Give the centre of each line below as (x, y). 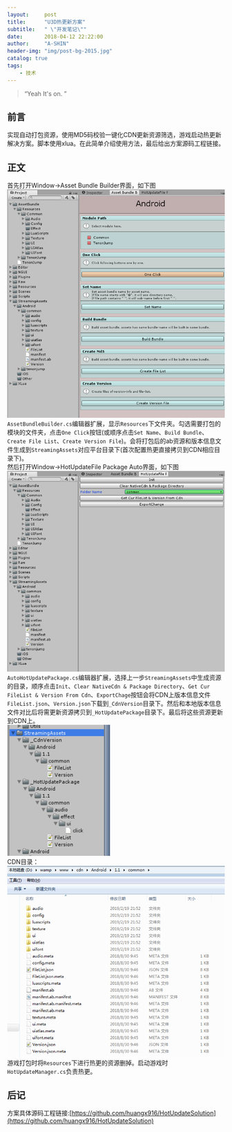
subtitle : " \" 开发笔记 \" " (47, 29)
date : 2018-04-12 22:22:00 (55, 37)
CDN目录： (23, 861)
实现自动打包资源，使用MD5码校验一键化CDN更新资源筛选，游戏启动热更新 (114, 135)
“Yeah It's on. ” (45, 93)
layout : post (32, 15)
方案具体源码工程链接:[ (40, 1113)
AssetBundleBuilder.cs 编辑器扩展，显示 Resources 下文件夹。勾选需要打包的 (114, 424)
